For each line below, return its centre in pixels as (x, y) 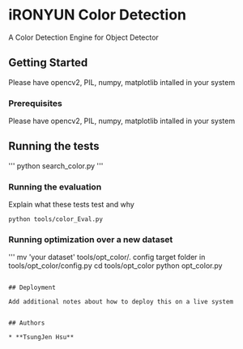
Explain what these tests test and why (72, 205)
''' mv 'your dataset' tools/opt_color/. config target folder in (107, 257)
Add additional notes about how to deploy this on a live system (121, 302)
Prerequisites (35, 103)
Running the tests (54, 146)
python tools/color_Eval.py (56, 219)
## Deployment (32, 288)
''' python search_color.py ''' (56, 166)
